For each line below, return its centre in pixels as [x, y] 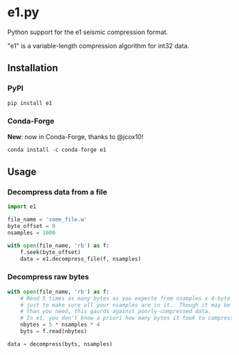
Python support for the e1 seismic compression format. [88, 32]
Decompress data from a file [58, 192]
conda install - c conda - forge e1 [57, 150]
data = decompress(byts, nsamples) [60, 344]
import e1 [22, 207]
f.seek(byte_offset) [51, 252]
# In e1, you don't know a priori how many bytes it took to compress [127, 318]
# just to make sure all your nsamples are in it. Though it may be [126, 305]
